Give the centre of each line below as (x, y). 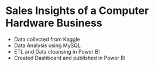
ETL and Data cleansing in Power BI (57, 51)
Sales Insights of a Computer (77, 11)
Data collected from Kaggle (47, 39)
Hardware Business (54, 23)
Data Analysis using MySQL (47, 45)
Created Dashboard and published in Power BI (70, 58)
